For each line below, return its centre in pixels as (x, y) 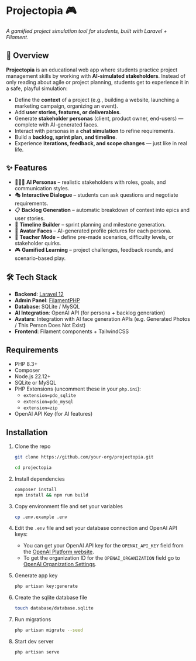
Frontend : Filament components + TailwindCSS (72, 331)
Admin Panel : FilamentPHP (47, 300)
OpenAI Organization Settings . (60, 564)
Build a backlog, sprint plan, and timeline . (66, 137)
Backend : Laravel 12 (39, 294)
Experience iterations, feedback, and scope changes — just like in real (101, 143)
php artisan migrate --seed (49, 630)
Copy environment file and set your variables (69, 506)
